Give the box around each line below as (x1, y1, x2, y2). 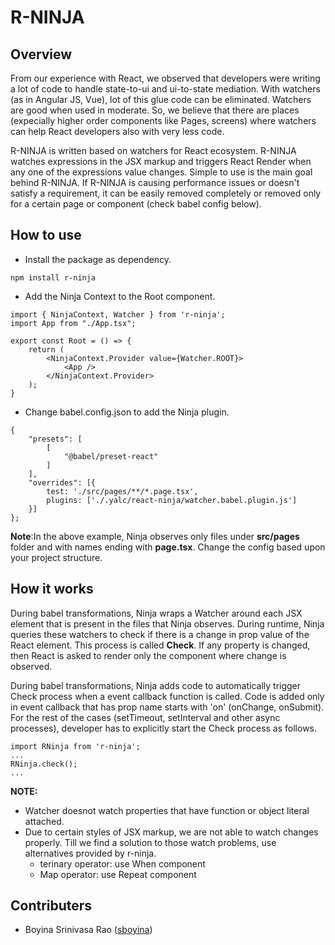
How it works (10, 581, 94, 598)
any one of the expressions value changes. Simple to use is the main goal (10, 166, 313, 178)
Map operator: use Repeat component (39, 868, 197, 880)
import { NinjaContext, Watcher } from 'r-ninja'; (10, 309, 226, 320)
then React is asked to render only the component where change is (10, 649, 287, 661)
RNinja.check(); (10, 759, 78, 769)
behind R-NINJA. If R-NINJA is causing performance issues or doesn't (10, 177, 300, 188)
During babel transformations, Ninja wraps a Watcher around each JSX (10, 607, 303, 619)
